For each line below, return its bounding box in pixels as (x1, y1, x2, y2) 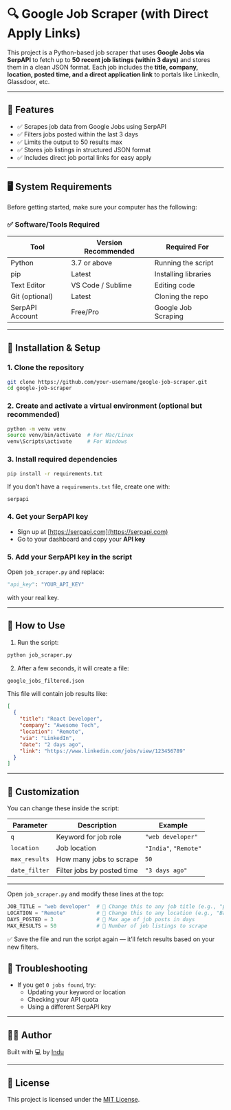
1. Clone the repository (7, 363, 85, 373)
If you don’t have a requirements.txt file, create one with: (7, 482, 170, 491)
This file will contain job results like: (7, 689, 108, 697)
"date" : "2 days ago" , (19, 741, 85, 748)
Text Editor (10, 280, 46, 290)
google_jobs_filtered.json (7, 677, 85, 684)
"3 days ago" (144, 867, 188, 874)
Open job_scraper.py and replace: (7, 567, 104, 576)
